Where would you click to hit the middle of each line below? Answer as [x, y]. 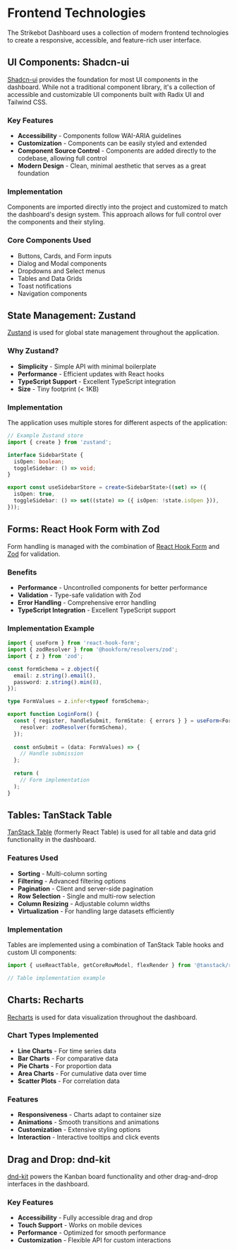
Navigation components [52, 293]
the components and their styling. [56, 222]
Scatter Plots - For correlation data [68, 1081]
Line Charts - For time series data [67, 1051]
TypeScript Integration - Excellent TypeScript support [97, 610]
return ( [26, 774]
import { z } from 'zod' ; [45, 656]
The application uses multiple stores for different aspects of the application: [117, 423]
